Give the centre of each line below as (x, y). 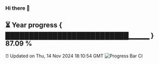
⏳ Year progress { (34, 25)
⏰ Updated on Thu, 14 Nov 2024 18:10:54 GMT (54, 56)
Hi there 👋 (18, 8)
